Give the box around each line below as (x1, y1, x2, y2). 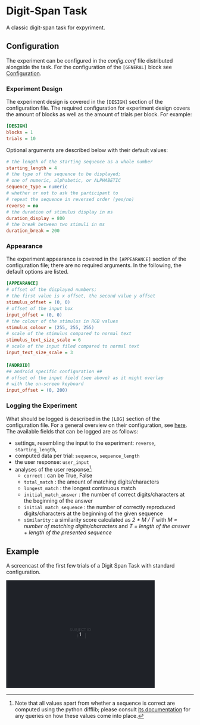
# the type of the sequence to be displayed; (6, 171, 121, 177)
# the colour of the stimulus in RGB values (6, 318, 118, 324)
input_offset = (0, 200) (6, 388, 68, 394)
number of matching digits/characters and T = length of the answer (23, 523, 190, 530)
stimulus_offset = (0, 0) (6, 299, 70, 305)
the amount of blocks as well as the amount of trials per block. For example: (6, 111, 192, 118)
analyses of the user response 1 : (14, 464, 93, 473)
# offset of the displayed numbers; (6, 287, 97, 293)
